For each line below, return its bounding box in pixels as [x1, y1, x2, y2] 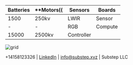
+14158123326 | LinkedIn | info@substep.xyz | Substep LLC [5, 54, 128, 60]
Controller [67, 31, 91, 38]
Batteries [8, 7, 30, 13]
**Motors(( [35, 7, 63, 13]
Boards [98, 7, 116, 13]
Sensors [69, 7, 90, 13]
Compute [96, 23, 118, 30]
